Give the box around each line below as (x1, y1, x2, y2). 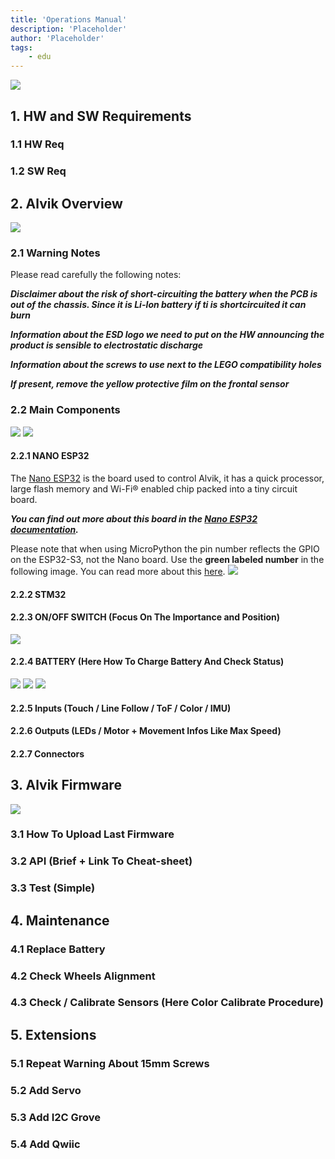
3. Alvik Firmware (10, 777, 122, 794)
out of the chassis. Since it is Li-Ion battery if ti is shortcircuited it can (10, 299, 307, 311)
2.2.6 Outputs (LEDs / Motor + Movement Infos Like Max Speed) (10, 725, 282, 737)
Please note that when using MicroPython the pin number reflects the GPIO (10, 542, 320, 555)
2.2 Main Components (10, 403, 121, 417)
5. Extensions (10, 1026, 97, 1043)
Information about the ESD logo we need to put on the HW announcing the (10, 329, 325, 341)
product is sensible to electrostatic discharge (10, 339, 204, 351)
